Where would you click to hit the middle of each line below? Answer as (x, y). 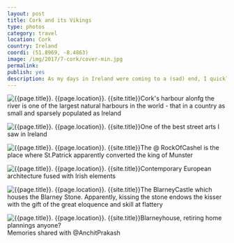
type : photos (26, 27)
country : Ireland (32, 46)
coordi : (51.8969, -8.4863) (48, 53)
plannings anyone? (34, 226)
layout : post (26, 14)
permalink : (23, 66)
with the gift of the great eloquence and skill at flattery (85, 205)
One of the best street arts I (180, 127)
